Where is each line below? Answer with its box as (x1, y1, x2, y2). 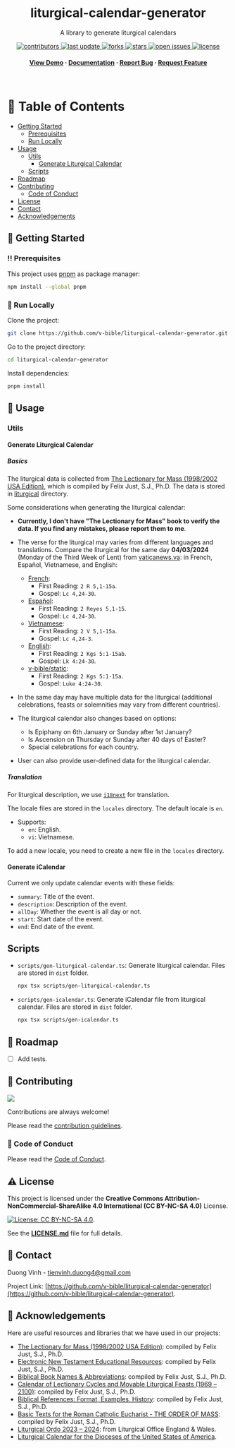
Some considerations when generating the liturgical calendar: (7, 503, 186, 512)
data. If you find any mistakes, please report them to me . (17, 525, 186, 533)
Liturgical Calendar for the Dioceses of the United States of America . (17, 1432, 217, 1441)
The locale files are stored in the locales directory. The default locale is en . (7, 804, 224, 813)
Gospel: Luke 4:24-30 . (38, 679, 103, 688)
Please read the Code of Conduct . (7, 1155, 106, 1163)
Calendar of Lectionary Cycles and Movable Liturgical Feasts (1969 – (17, 1380, 217, 1388)
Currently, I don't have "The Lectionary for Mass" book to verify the (17, 517, 220, 525)
